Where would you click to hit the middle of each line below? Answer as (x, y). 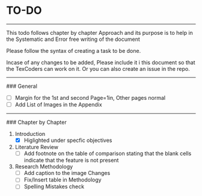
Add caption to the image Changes (67, 173)
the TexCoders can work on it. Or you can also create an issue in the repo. (98, 69)
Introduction (30, 134)
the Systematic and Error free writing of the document (73, 39)
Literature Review (37, 147)
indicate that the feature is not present (71, 161)
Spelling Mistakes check (54, 186)
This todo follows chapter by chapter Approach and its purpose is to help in (100, 32)
